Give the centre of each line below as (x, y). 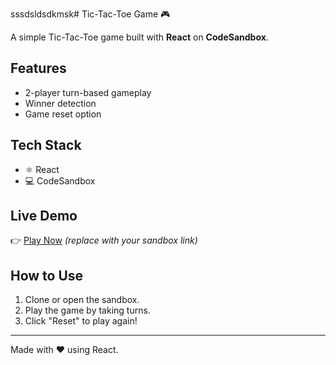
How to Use (47, 275)
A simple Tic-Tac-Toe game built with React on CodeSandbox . (139, 37)
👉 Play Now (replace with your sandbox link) (104, 240)
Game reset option (63, 114)
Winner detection (60, 103)
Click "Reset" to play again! (81, 321)
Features (38, 68)
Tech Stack (46, 145)
